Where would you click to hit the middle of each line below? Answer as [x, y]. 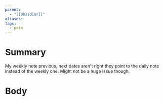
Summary [25, 52]
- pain [16, 28]
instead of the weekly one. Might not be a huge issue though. [67, 71]
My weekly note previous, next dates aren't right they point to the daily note [82, 66]
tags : [11, 23]
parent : [13, 10]
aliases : [14, 19]
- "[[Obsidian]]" [27, 14]
